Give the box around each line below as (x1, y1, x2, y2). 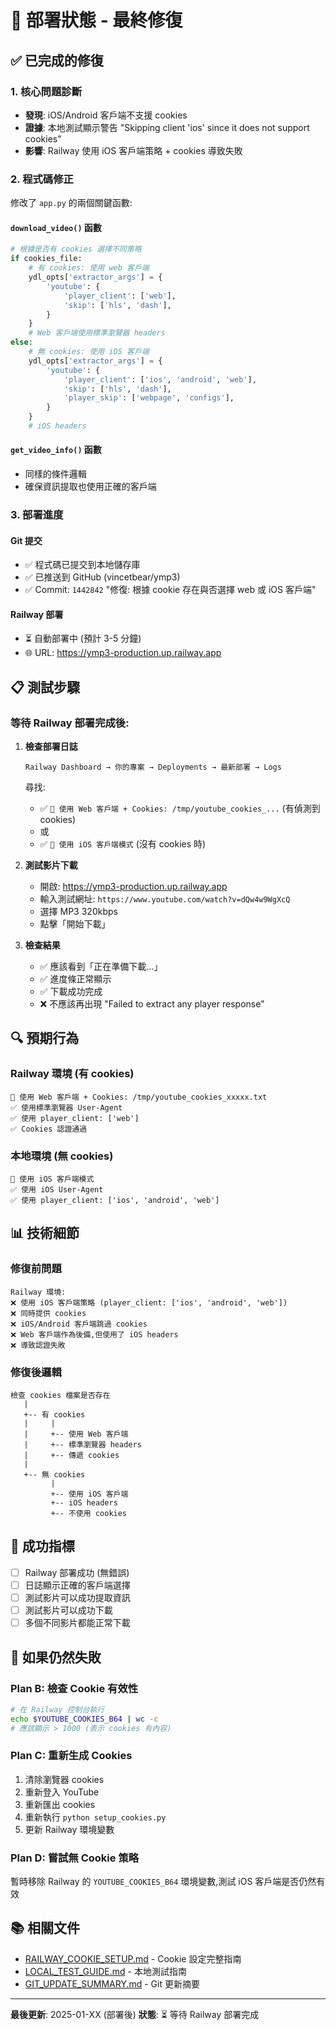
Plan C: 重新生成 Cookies (10, 1749, 133, 1763)
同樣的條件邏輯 (24, 468, 87, 480)
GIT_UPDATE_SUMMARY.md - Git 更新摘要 (24, 1977, 200, 1990)
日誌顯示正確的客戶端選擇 (24, 1579, 131, 1591)
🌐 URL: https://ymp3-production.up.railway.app (24, 647, 222, 659)
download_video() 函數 (10, 221, 102, 233)
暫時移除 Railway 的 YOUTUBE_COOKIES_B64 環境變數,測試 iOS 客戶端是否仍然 (10, 1876, 317, 1888)
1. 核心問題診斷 (10, 84, 83, 98)
